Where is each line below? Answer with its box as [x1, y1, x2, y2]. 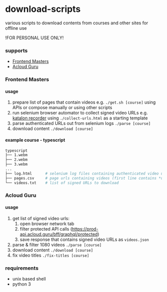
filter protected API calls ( [19, 226, 72, 232]
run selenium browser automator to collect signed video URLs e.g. [12, 110, 148, 116]
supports [5, 47, 28, 54]
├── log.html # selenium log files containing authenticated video [5, 171, 159, 176]
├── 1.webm [5, 153, 28, 158]
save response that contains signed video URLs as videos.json [19, 236, 149, 242]
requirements [5, 264, 39, 271]
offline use [5, 25, 27, 31]
